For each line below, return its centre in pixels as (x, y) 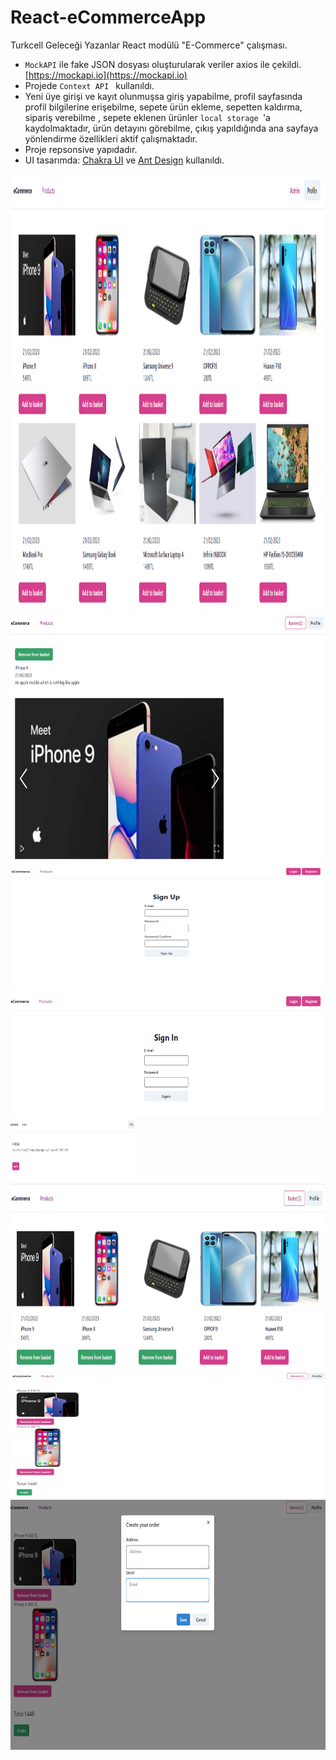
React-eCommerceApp (108, 17)
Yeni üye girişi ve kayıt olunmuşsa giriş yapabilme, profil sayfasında (163, 96)
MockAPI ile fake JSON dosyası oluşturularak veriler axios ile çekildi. (163, 64)
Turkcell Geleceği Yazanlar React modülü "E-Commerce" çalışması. (149, 45)
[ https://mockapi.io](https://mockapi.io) (106, 75)
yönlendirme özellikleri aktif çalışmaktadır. (111, 138)
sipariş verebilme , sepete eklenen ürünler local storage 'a (147, 117)
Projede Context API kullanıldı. (89, 85)
